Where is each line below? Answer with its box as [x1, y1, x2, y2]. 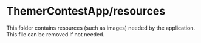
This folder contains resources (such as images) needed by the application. [6, 24, 196, 31]
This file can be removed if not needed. [6, 30, 105, 38]
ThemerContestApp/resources [6, 4, 166, 18]
